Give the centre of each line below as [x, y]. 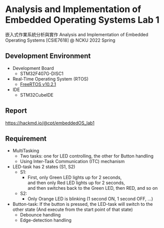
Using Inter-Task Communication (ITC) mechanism [72, 162]
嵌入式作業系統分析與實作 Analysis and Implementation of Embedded [77, 34]
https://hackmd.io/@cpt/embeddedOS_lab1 [50, 123]
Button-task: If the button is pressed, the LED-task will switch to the [83, 204]
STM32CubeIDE [37, 95]
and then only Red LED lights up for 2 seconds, [76, 183]
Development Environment [48, 56]
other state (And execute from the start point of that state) [73, 209]
